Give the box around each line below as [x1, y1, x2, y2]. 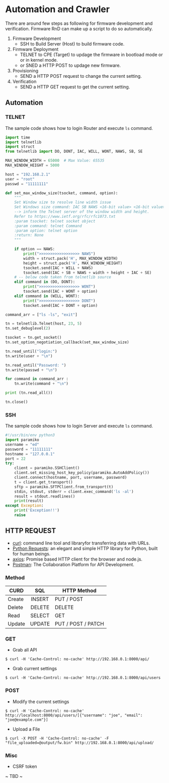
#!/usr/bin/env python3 [5, 433, 55, 438]
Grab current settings [12, 666, 57, 672]
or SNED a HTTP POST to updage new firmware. [20, 62, 121, 68]
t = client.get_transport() [14, 479, 73, 485]
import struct [5, 144, 35, 150]
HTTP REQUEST [5, 527, 56, 535]
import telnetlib [5, 140, 42, 145]
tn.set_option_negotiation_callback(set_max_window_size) [5, 340, 129, 345]
